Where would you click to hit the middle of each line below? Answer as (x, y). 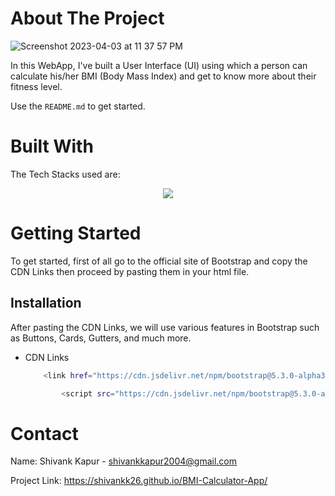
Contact (44, 433)
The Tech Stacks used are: (65, 174)
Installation (46, 303)
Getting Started (76, 233)
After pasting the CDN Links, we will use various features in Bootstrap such (165, 327)
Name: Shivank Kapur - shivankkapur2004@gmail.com (124, 461)
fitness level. (36, 86)
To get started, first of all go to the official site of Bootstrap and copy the (159, 261)
